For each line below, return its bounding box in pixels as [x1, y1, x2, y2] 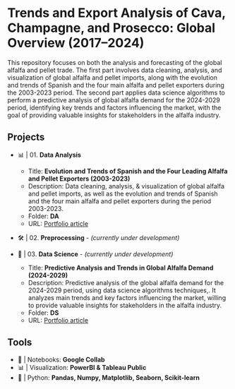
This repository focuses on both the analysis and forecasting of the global [7, 58, 222, 66]
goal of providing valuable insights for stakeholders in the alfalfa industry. [7, 111, 221, 119]
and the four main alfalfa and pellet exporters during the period [28, 196, 212, 205]
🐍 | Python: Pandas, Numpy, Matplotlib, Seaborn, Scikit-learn [17, 373, 200, 382]
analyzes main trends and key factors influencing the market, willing [28, 293, 227, 301]
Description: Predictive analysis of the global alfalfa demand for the [28, 278, 224, 287]
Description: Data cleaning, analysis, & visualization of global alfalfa [28, 181, 224, 190]
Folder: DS [28, 309, 59, 317]
